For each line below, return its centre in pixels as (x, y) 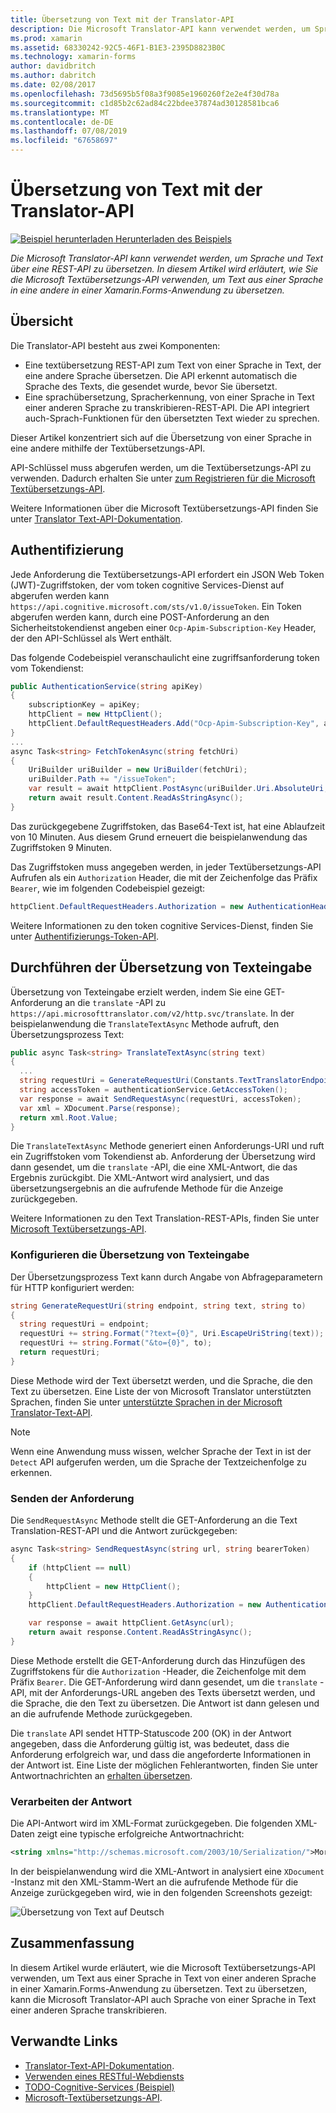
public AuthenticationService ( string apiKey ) (106, 686)
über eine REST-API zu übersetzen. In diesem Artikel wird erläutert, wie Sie (164, 268)
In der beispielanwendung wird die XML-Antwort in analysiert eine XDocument (167, 1872)
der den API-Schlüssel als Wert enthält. (91, 638)
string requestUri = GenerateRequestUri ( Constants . (129, 1081)
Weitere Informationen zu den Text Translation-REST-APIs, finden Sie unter (165, 1218)
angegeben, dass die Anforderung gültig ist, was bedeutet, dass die (150, 1743)
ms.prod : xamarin (46, 38)
